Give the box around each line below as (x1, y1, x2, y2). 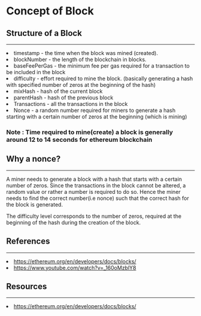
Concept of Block (6, 4, 94, 18)
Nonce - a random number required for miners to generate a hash (14, 107, 176, 114)
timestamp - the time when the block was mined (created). (14, 50, 159, 56)
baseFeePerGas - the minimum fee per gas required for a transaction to (14, 62, 190, 69)
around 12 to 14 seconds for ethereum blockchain (6, 135, 153, 144)
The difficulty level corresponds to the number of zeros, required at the (6, 212, 182, 220)
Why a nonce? (6, 154, 61, 164)
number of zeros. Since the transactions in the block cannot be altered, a (6, 181, 186, 189)
